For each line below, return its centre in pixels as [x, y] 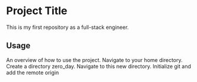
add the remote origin [33, 73]
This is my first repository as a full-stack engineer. [68, 27]
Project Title [37, 11]
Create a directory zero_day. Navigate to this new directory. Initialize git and [99, 66]
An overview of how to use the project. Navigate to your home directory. [94, 60]
